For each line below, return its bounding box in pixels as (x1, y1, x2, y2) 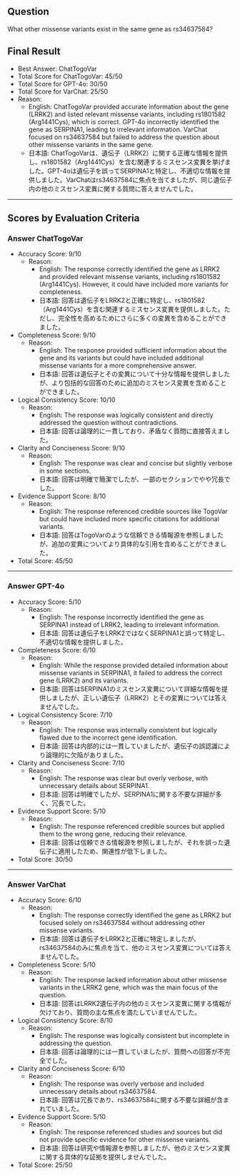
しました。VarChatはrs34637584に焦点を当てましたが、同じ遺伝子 (34, 175, 233, 184)
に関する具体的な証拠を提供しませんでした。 (39, 1152, 171, 1161)
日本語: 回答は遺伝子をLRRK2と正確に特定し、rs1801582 (39, 296, 206, 305)
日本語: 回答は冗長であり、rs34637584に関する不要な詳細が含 (39, 1095, 224, 1104)
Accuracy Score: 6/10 (17, 895, 82, 904)
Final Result (7, 46, 61, 58)
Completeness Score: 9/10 (17, 331, 96, 340)
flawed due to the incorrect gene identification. (39, 733, 178, 742)
